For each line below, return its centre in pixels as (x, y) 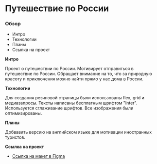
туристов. (15, 137)
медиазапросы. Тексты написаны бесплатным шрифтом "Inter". (71, 103)
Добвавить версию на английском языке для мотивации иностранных (78, 132)
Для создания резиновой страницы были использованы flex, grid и (75, 98)
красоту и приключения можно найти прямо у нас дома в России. (74, 79)
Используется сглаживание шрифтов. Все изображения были (69, 108)
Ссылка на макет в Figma (38, 156)
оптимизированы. (24, 113)
